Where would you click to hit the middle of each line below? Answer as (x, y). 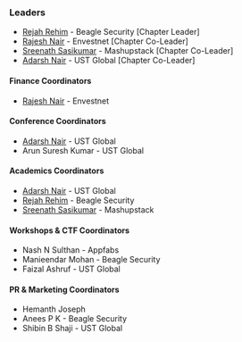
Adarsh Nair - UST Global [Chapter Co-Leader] (108, 61)
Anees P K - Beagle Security (75, 319)
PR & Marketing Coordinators (64, 289)
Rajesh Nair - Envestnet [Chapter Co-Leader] (105, 41)
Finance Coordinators (50, 80)
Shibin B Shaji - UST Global (72, 329)
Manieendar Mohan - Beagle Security (91, 260)
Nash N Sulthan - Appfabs (71, 250)
